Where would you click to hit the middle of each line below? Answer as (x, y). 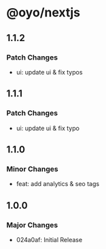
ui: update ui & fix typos (49, 72)
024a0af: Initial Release (49, 239)
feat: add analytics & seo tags (58, 184)
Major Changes (32, 225)
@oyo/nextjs (43, 13)
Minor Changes (32, 169)
